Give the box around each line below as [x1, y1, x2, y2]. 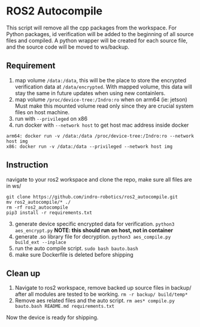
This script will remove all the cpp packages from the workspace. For [6, 24, 177, 31]
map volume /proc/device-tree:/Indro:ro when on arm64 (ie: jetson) [14, 96, 187, 103]
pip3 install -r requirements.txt [6, 209, 93, 216]
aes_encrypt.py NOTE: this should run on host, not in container [14, 227, 174, 234]
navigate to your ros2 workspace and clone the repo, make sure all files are [6, 176, 192, 183]
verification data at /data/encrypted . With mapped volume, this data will [14, 83, 193, 90]
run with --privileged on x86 [14, 115, 88, 122]
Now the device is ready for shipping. [6, 314, 99, 321]
